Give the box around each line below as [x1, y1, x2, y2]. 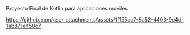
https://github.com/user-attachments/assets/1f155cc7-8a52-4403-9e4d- [6, 16, 184, 23]
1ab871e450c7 [6, 23, 41, 29]
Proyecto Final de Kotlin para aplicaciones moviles [6, 5, 128, 12]
